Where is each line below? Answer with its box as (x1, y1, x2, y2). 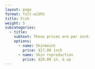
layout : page (5, 7, 32, 12)
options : (14, 39, 32, 44)
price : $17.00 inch (23, 48, 63, 52)
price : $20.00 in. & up (23, 57, 71, 62)
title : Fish (5, 16, 29, 21)
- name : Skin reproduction (18, 52, 73, 57)
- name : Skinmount (18, 43, 56, 48)
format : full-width (5, 12, 45, 17)
